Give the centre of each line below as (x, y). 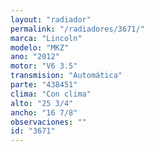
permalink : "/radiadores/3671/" (77, 29)
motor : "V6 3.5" (44, 66)
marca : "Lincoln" (46, 38)
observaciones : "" (48, 122)
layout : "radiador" (51, 19)
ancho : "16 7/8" (44, 112)
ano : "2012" (35, 57)
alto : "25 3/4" (42, 103)
